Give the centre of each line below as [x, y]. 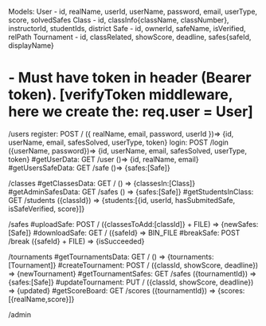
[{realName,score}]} [41, 299]
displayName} [31, 46]
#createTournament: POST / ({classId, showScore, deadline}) [158, 265]
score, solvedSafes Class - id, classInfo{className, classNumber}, [119, 20]
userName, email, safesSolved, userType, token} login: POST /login [119, 142]
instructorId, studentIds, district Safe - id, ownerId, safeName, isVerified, [127, 28]
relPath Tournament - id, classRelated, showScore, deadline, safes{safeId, [130, 37]
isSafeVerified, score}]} [47, 209]
